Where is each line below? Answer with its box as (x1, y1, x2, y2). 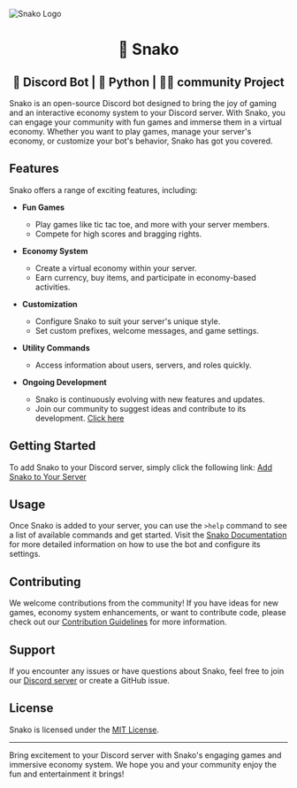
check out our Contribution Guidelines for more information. (9, 616, 227, 628)
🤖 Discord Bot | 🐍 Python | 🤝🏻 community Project (12, 74, 285, 89)
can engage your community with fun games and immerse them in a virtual (9, 117, 283, 127)
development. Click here (34, 413, 125, 423)
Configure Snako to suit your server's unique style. (34, 315, 221, 327)
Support (9, 642, 56, 657)
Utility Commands (21, 342, 90, 353)
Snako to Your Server (9, 471, 87, 482)
